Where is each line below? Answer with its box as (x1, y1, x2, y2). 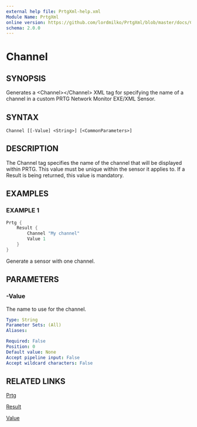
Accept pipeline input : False (6, 354, 80, 361)
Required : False (6, 338, 46, 344)
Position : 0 (6, 344, 35, 350)
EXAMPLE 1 (6, 206, 40, 215)
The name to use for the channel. (6, 306, 87, 313)
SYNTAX (6, 112, 39, 122)
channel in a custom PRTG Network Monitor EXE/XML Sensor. (6, 95, 156, 103)
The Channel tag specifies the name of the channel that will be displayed (6, 159, 182, 166)
